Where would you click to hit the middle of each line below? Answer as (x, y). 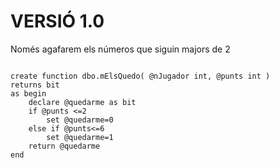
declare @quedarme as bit (82, 102)
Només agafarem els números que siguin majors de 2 (120, 49)
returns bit (35, 85)
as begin (28, 93)
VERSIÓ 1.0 (57, 21)
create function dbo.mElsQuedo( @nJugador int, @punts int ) (140, 76)
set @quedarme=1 (80, 137)
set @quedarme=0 (80, 120)
